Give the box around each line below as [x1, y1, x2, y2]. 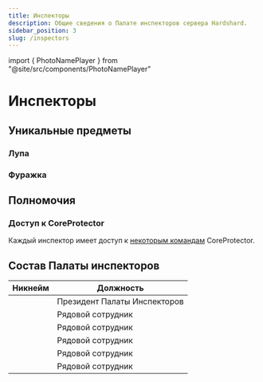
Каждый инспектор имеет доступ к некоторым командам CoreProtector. [8, 236, 255, 246]
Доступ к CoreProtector [8, 217, 105, 228]
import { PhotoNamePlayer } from [8, 56, 118, 65]
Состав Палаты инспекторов [8, 258, 160, 272]
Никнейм [12, 282, 49, 293]
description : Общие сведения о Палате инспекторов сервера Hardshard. [8, 19, 248, 27]
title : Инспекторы [8, 11, 69, 20]
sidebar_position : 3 [8, 26, 77, 34]
